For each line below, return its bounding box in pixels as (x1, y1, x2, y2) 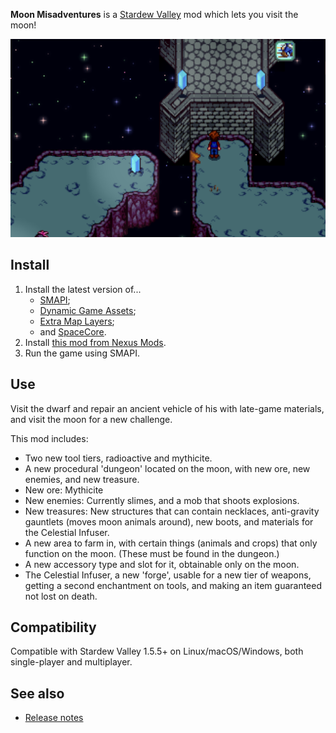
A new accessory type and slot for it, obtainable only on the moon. (24, 558, 300, 570)
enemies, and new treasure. (24, 473, 140, 485)
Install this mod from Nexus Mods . (24, 336, 167, 348)
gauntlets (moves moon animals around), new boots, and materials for (24, 515, 314, 528)
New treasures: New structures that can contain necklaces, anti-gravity (24, 505, 320, 517)
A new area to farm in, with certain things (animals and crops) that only (24, 537, 318, 549)
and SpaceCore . (39, 325, 107, 338)
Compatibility (10, 619, 97, 636)
